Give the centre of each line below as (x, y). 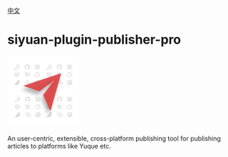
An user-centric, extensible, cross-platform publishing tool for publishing (114, 138)
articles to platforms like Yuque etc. (59, 146)
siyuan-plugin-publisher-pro (94, 40)
